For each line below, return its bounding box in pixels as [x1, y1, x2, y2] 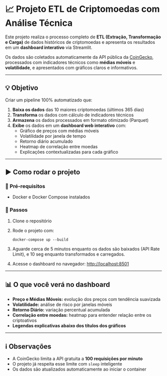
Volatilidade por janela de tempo [19, 133, 86, 139]
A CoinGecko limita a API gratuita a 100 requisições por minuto [12, 356, 143, 362]
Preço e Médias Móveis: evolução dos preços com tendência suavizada [12, 296, 161, 302]
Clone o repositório [12, 218, 52, 224]
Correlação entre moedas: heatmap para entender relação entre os [12, 312, 152, 318]
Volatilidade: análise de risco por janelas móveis [12, 301, 112, 307]
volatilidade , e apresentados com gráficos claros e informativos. [5, 65, 138, 71]
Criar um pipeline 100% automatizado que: [5, 97, 93, 103]
